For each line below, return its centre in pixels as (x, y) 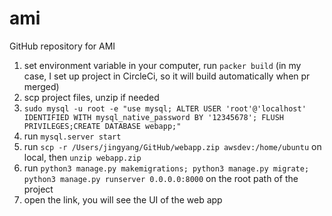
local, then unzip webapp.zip (82, 157)
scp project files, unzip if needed (91, 97)
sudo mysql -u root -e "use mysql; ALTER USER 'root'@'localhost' (165, 108)
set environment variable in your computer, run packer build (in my (162, 65)
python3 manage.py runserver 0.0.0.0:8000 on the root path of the (161, 178)
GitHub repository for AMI (62, 46)
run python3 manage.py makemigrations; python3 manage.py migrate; (166, 168)
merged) (41, 86)
